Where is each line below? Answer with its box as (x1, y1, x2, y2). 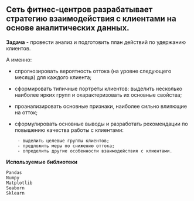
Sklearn (6, 190, 25, 196)
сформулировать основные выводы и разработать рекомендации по (14, 120, 189, 127)
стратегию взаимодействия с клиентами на (6, 14, 177, 24)
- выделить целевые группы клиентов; (17, 138, 110, 144)
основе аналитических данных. (6, 23, 130, 33)
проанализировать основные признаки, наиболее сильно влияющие (14, 103, 188, 110)
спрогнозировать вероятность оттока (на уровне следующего (14, 67, 172, 74)
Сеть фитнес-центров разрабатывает (6, 5, 153, 15)
